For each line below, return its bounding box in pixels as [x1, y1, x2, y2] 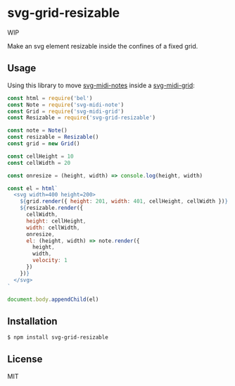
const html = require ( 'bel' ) [7, 94, 93, 101]
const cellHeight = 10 [7, 153, 74, 160]
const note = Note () [7, 127, 68, 135]
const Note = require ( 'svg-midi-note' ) [7, 101, 125, 108]
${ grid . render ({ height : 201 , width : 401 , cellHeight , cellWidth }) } [20, 198, 229, 205]
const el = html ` [7, 185, 58, 192]
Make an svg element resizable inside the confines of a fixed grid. [7, 42, 198, 50]
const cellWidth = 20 [7, 159, 71, 166]
